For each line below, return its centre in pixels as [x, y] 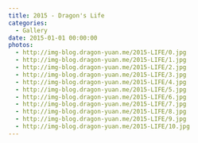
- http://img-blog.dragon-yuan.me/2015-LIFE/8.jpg [101, 112]
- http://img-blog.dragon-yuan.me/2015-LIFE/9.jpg [101, 119]
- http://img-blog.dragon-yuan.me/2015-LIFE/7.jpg [101, 104]
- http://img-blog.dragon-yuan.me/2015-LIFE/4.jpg [101, 82]
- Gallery [31, 30]
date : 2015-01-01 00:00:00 [53, 38]
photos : [21, 45]
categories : [28, 23]
